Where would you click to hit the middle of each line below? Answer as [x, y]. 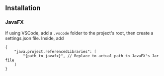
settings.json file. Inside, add [35, 38]
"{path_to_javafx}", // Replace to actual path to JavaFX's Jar [91, 56]
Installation [23, 8]
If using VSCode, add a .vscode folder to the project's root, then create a [79, 33]
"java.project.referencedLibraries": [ [55, 51]
